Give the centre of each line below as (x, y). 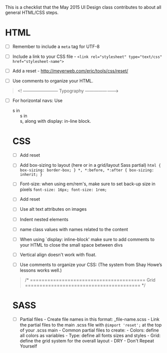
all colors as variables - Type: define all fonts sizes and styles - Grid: (90, 335)
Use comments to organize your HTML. (53, 81)
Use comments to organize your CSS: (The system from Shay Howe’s (91, 265)
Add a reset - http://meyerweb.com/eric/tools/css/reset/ (70, 71)
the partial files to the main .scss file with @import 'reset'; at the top (91, 325)
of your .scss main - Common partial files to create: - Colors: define (89, 330)
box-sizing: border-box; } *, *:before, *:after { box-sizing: (87, 170)
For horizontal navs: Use (37, 101)
